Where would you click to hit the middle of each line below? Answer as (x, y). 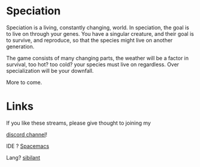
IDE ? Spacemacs (28, 146)
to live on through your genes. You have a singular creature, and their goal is (100, 33)
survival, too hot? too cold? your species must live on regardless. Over (93, 64)
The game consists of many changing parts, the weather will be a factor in (98, 58)
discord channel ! (27, 134)
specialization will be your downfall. (50, 70)
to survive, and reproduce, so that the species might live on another (90, 40)
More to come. (24, 82)
